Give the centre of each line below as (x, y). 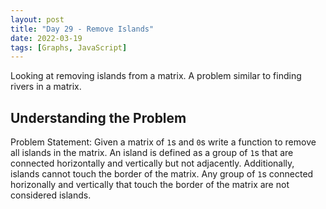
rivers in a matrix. (46, 87)
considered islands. (51, 195)
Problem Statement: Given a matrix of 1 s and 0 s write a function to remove (163, 142)
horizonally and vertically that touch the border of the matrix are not (150, 185)
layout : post (37, 19)
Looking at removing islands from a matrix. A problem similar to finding (156, 76)
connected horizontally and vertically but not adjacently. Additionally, (152, 163)
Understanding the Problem (98, 117)
